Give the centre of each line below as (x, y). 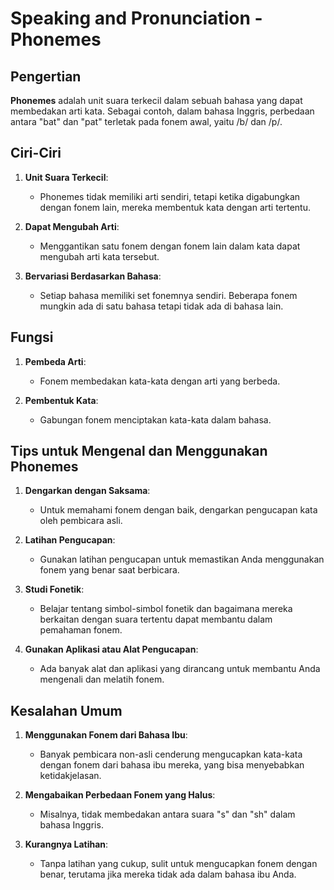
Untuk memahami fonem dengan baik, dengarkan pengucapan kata (178, 510)
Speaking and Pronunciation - (136, 18)
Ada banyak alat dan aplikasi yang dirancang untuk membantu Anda (180, 669)
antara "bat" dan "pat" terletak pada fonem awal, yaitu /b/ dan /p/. (146, 121)
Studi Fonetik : (54, 589)
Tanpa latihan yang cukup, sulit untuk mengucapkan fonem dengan (178, 864)
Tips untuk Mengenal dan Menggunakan (139, 451)
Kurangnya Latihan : (66, 844)
